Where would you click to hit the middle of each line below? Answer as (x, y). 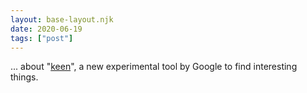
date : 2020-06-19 (46, 29)
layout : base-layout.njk (62, 19)
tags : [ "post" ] (42, 38)
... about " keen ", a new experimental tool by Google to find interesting (154, 67)
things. (24, 77)
